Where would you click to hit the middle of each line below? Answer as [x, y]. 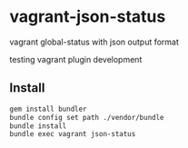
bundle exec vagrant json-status [73, 134]
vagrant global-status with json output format [94, 42]
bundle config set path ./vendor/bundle [87, 117]
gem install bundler [49, 109]
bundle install [38, 126]
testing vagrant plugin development [76, 59]
